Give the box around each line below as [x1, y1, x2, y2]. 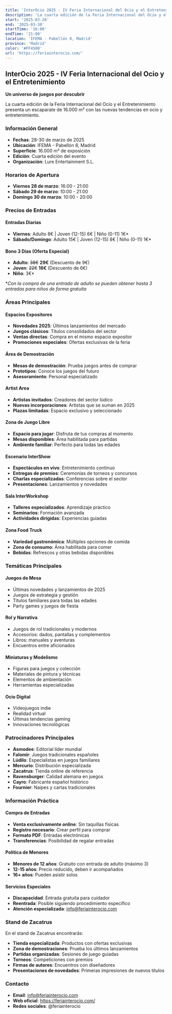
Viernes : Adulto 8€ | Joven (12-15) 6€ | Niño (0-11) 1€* [12, 231, 129, 237]
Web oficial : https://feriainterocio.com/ [12, 998, 96, 1004]
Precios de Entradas [5, 207, 56, 214]
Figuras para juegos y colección [12, 666, 81, 672]
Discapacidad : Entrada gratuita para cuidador [12, 895, 110, 901]
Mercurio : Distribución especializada [12, 762, 91, 768]
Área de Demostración [5, 351, 54, 357]
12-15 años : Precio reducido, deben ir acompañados [12, 866, 124, 872]
